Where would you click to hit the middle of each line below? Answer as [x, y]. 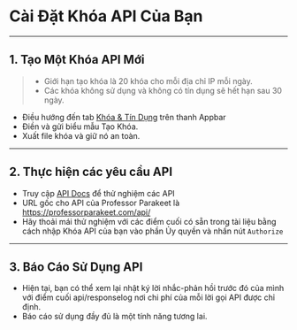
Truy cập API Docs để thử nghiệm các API [98, 193]
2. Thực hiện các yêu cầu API [91, 172]
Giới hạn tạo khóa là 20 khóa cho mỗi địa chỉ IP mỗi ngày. [148, 81]
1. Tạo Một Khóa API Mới [77, 60]
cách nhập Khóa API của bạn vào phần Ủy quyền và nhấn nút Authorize [152, 231]
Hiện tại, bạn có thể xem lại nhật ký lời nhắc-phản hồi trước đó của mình [153, 288]
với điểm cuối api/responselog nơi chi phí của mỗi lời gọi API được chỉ [148, 297]
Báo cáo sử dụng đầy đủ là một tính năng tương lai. [114, 317]
